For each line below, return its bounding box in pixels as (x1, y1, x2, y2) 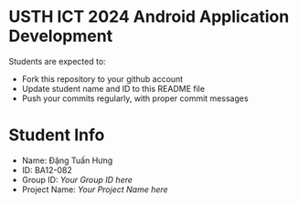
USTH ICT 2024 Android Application (8, 6, 290, 27)
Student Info (8, 125, 105, 146)
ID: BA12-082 (21, 164, 72, 175)
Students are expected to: (8, 56, 106, 66)
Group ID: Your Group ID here (21, 174, 133, 185)
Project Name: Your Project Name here (21, 184, 168, 195)
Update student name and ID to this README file (21, 83, 206, 94)
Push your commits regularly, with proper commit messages (21, 93, 249, 104)
